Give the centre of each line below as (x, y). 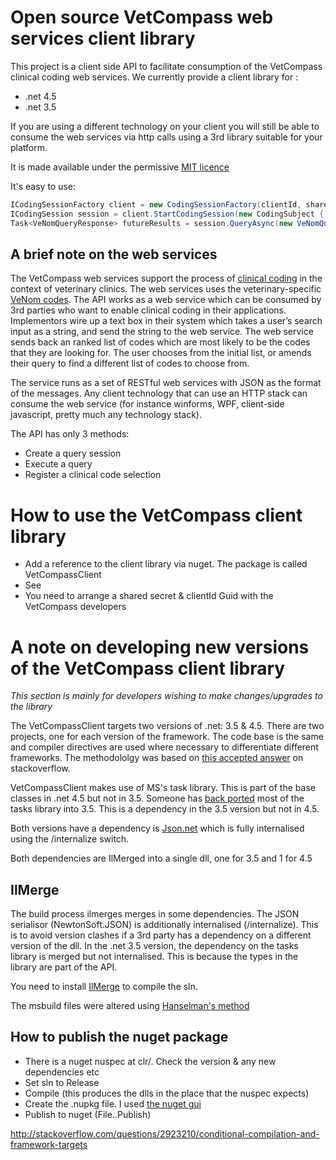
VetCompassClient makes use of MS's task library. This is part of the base (163, 788)
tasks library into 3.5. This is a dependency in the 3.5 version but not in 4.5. (165, 809)
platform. (29, 147)
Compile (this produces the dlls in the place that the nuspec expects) (167, 1093)
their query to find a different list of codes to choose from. (130, 363)
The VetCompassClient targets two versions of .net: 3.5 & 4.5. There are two (167, 726)
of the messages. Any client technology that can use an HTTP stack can (159, 393)
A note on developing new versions (160, 647)
